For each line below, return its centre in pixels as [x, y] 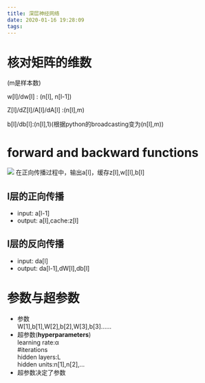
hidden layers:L [39, 357]
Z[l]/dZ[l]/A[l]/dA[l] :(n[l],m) [46, 110]
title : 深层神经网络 [33, 13]
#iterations [32, 349]
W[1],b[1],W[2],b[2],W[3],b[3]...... [64, 326]
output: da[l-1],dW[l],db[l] [53, 268]
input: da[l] [32, 261]
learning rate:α [38, 342]
